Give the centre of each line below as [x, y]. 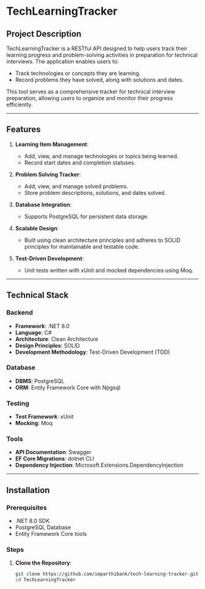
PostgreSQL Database [43, 527]
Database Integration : [43, 204]
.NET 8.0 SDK [32, 521]
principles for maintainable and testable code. [82, 246]
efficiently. [20, 104]
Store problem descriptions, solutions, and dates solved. [95, 192]
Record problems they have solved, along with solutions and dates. [99, 80]
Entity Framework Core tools [51, 534]
